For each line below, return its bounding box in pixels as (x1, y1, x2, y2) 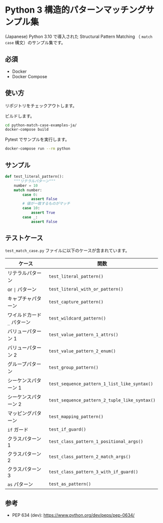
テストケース (5, 234, 43, 242)
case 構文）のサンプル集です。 (5, 39, 65, 45)
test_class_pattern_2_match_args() (49, 454, 131, 459)
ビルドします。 (5, 113, 35, 119)
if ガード (7, 426, 29, 433)
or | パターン (7, 286, 37, 293)
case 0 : (22, 192, 38, 197)
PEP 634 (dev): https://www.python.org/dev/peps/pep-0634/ (12, 512, 135, 518)
